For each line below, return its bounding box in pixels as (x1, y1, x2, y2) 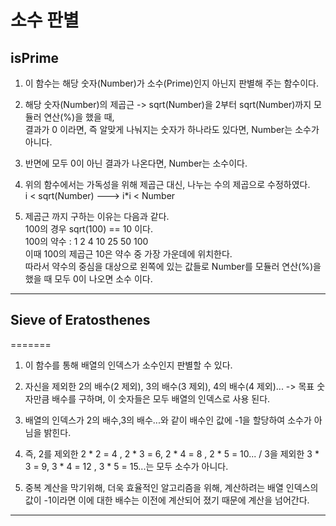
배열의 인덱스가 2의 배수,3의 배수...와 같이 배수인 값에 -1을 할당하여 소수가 (24, 414, 312, 426)
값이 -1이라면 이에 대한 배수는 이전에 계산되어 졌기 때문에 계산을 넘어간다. (24, 494, 310, 506)
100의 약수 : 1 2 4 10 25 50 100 (24, 236, 149, 247)
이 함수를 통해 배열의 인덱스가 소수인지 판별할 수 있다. (24, 359, 233, 371)
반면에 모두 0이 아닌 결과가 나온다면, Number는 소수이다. (24, 157, 248, 169)
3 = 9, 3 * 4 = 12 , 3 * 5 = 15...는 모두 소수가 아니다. (24, 460, 229, 472)
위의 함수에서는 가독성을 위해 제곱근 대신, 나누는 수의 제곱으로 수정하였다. (24, 179, 311, 190)
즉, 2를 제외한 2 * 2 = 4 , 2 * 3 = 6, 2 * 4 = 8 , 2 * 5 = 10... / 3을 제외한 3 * (24, 447, 320, 460)
